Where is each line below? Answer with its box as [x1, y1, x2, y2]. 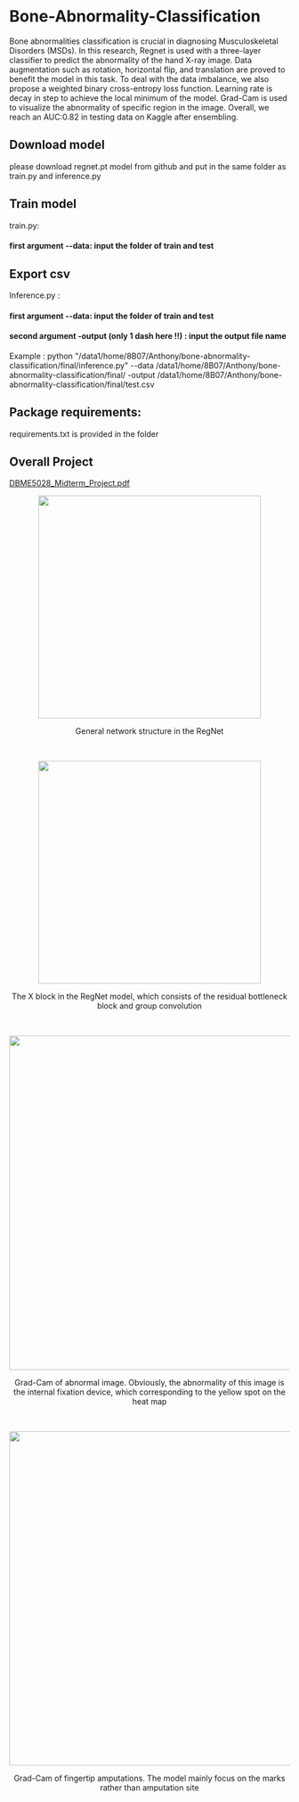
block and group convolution [96, 1000, 203, 1011]
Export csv [9, 266, 71, 282]
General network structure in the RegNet [75, 726, 224, 736]
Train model [9, 196, 77, 211]
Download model [9, 137, 105, 152]
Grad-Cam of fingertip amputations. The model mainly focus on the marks [13, 1773, 286, 1784]
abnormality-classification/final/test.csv [9, 379, 155, 390]
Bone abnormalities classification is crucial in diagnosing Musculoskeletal [9, 36, 279, 46]
